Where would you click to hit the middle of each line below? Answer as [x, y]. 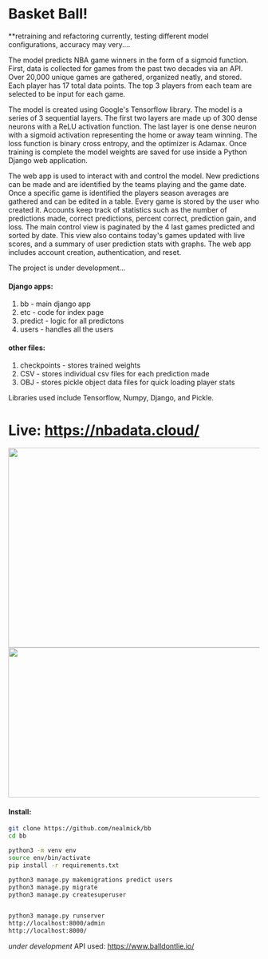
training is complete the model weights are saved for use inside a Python [128, 152]
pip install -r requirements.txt [64, 865]
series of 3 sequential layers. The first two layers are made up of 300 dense [133, 117]
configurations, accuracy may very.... [69, 44]
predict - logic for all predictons [72, 321]
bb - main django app [55, 304]
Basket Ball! [48, 14]
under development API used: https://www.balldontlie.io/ [101, 946]
